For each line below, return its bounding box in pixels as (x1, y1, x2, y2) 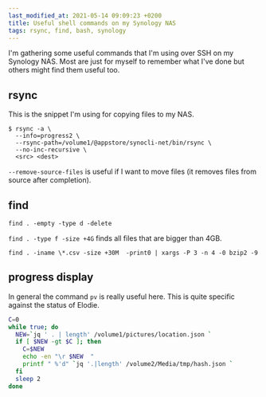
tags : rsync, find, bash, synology (8, 26, 127, 34)
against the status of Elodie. (8, 300, 100, 309)
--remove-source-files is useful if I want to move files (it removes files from (8, 167, 257, 176)
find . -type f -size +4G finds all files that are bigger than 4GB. (8, 234, 222, 243)
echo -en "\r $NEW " (22, 352, 94, 361)
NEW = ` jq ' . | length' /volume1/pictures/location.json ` (15, 330, 213, 339)
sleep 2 (15, 375, 41, 383)
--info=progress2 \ (15, 132, 80, 140)
